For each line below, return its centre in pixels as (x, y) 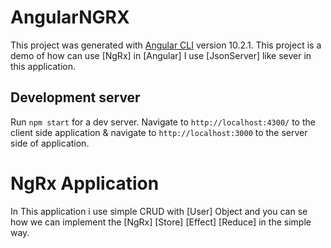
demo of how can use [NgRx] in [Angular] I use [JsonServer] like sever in (161, 55)
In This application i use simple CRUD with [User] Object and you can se (159, 211)
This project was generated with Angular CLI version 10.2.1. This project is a (166, 45)
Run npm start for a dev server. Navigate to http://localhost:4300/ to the (163, 122)
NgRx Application (85, 183)
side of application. (50, 143)
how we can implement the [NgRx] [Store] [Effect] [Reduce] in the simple (161, 222)
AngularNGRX (70, 17)
